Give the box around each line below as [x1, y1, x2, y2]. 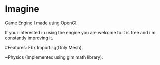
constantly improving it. [5, 35, 53, 41]
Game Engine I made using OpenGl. [5, 20, 78, 26]
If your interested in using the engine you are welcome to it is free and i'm [5, 29, 156, 35]
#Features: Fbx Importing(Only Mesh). [5, 44, 83, 50]
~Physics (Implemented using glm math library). [5, 54, 103, 60]
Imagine [5, 3, 40, 15]
